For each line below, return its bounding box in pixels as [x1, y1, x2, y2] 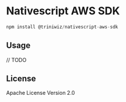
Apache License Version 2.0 [6, 89, 75, 97]
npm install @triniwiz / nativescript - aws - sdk [6, 24, 118, 30]
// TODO [6, 56, 27, 63]
